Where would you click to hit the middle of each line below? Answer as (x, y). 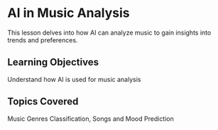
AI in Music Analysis (69, 13)
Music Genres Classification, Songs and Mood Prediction (91, 119)
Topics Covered (43, 101)
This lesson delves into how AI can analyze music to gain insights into (109, 32)
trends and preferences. (43, 40)
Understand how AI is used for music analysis (74, 79)
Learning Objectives (53, 63)
